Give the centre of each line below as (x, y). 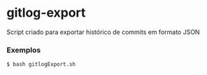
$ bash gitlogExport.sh (41, 65)
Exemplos (24, 50)
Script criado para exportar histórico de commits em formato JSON (103, 32)
